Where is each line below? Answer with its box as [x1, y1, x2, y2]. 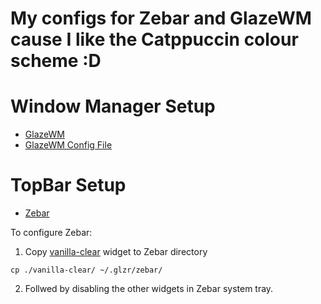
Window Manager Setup [10, 95, 216, 118]
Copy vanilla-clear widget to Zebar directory [24, 246, 208, 258]
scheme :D [10, 50, 102, 72]
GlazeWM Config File [24, 139, 113, 151]
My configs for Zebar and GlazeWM [10, 7, 312, 30]
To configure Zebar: [10, 227, 93, 239]
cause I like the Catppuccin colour [10, 28, 299, 51]
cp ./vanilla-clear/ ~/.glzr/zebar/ [10, 265, 163, 276]
